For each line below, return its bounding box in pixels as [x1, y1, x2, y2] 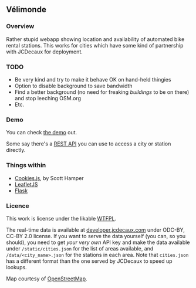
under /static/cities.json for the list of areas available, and [6, 245, 154, 252]
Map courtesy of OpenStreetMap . [6, 275, 87, 282]
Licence [6, 202, 29, 210]
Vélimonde [6, 5, 47, 15]
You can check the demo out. [6, 129, 77, 136]
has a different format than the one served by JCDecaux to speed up [6, 257, 173, 265]
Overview [6, 22, 35, 31]
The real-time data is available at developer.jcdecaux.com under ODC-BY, [6, 226, 185, 233]
